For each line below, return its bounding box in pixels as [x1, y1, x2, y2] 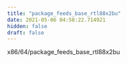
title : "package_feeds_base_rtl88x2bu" [7, 10, 122, 17]
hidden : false [7, 23, 48, 29]
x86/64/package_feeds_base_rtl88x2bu [7, 48, 120, 56]
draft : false [7, 29, 45, 36]
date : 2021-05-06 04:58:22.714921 [7, 16, 106, 23]
